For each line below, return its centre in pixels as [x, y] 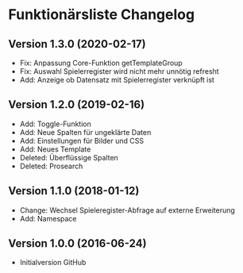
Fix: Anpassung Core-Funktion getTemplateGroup [101, 63]
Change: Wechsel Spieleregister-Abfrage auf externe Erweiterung [127, 210]
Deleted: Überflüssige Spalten [69, 157]
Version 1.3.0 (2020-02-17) [77, 44]
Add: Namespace [48, 218]
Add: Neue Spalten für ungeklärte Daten [85, 132]
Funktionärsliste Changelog [102, 15]
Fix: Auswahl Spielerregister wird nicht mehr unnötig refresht [120, 71]
